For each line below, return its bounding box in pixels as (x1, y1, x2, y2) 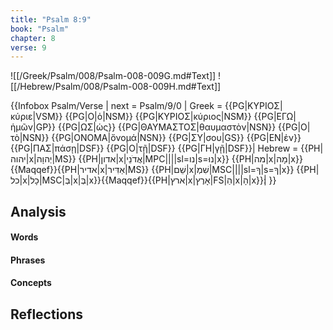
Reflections (10, 306, 84, 323)
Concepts (10, 277, 52, 289)
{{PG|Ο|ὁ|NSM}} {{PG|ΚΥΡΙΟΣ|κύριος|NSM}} (64, 111, 252, 123)
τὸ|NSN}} (10, 132, 50, 144)
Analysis (10, 203, 67, 220)
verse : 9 (10, 42, 47, 53)
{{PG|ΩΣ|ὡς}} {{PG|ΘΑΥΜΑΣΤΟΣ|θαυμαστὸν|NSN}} (57, 121, 277, 133)
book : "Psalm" (10, 24, 70, 34)
